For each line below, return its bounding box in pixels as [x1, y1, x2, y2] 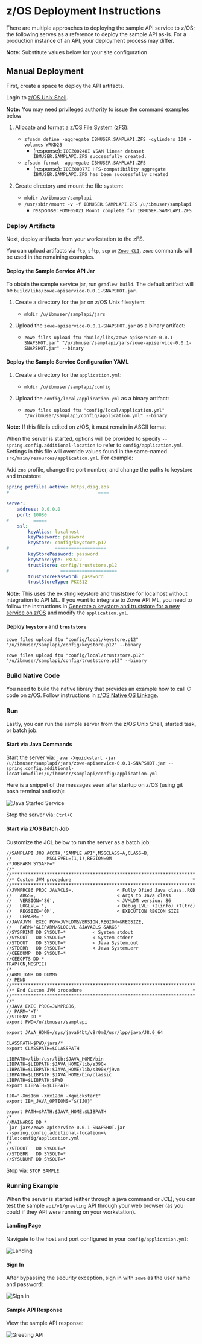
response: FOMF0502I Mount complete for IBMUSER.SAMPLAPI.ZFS [33, 206, 192, 213]
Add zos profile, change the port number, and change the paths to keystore [6, 466, 193, 473]
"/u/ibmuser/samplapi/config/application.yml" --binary [24, 413, 168, 419]
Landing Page [6, 1222, 42, 1229]
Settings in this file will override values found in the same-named [6, 448, 168, 455]
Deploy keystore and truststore [6, 623, 87, 630]
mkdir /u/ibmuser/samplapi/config [24, 384, 111, 390]
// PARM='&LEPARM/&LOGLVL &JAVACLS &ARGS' [6, 924, 120, 930]
